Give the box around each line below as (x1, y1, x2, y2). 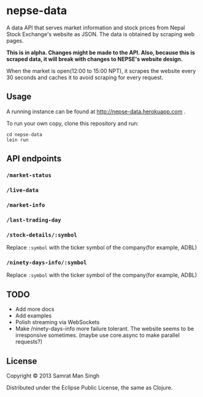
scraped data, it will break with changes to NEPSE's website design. (6, 55, 183, 62)
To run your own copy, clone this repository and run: (6, 119, 139, 127)
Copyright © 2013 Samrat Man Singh (6, 372, 100, 380)
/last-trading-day (6, 216, 61, 224)
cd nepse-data (6, 131, 43, 138)
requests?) (15, 338, 43, 346)
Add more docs (15, 306, 55, 313)
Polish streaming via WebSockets (15, 319, 100, 326)
